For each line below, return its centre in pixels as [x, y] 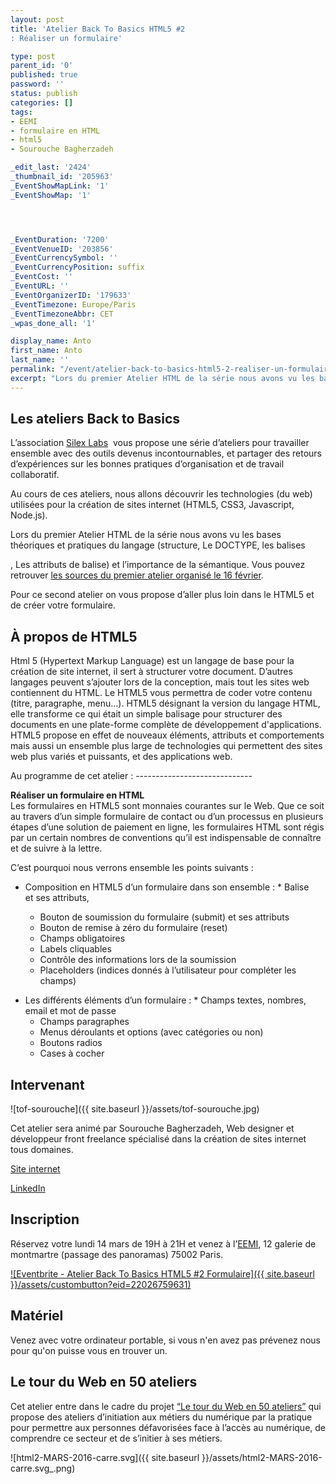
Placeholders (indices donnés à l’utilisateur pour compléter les [168, 970]
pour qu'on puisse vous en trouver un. [89, 1350]
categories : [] [42, 102]
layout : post [37, 19]
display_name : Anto [51, 341]
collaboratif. [35, 475]
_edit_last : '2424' [51, 167]
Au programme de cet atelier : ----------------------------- [131, 776]
